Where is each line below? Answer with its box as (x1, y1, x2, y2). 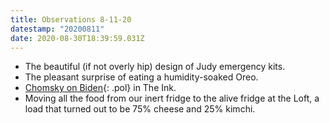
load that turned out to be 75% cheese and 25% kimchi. (24, 103, 256, 115)
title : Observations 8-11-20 (10, 14, 132, 25)
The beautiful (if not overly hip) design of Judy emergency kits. (24, 61, 286, 73)
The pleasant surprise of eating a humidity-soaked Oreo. (24, 71, 259, 83)
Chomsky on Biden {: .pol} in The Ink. (24, 82, 177, 94)
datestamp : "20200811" (10, 24, 105, 34)
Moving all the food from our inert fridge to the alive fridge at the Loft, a (24, 92, 320, 105)
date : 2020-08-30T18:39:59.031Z (10, 33, 145, 43)
